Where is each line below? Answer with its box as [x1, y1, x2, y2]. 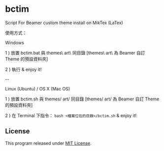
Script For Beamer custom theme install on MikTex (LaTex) [5, 20, 123, 26]
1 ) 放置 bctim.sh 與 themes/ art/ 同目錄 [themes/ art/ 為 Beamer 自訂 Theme [5, 96, 160, 102]
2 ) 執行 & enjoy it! [5, 66, 42, 72]
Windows [5, 39, 25, 45]
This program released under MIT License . [5, 140, 92, 146]
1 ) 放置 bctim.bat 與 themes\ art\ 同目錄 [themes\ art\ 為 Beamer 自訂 [5, 50, 145, 56]
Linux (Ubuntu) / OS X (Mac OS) [5, 86, 70, 91]
